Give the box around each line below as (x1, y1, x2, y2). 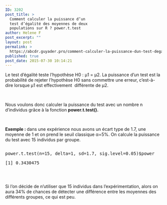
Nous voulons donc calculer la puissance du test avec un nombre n (5, 102, 143, 107)
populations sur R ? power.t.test (9, 26, 81, 31)
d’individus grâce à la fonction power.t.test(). (5, 107, 99, 113)
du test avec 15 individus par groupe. (5, 137, 81, 143)
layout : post (5, 40, 32, 45)
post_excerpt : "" (5, 35, 41, 40)
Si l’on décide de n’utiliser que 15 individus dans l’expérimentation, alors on (5, 184, 158, 190)
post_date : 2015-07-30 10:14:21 (5, 58, 72, 63)
